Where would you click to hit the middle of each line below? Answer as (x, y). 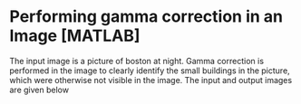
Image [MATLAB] (75, 36)
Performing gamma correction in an (146, 17)
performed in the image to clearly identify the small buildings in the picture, (150, 71)
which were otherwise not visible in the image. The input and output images (151, 80)
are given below (39, 90)
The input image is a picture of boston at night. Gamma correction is (137, 61)
